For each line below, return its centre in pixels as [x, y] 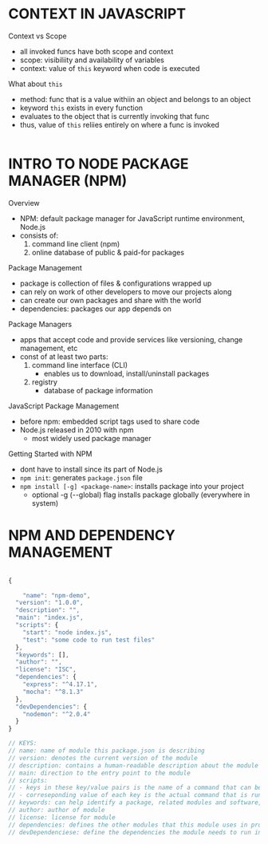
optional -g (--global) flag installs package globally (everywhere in [141, 495]
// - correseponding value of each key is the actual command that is [128, 795]
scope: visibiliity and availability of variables [92, 60]
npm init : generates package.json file [81, 477]
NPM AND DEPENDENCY [92, 536]
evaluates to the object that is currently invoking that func [114, 116]
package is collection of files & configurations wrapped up [116, 283]
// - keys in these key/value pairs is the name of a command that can [130, 788]
